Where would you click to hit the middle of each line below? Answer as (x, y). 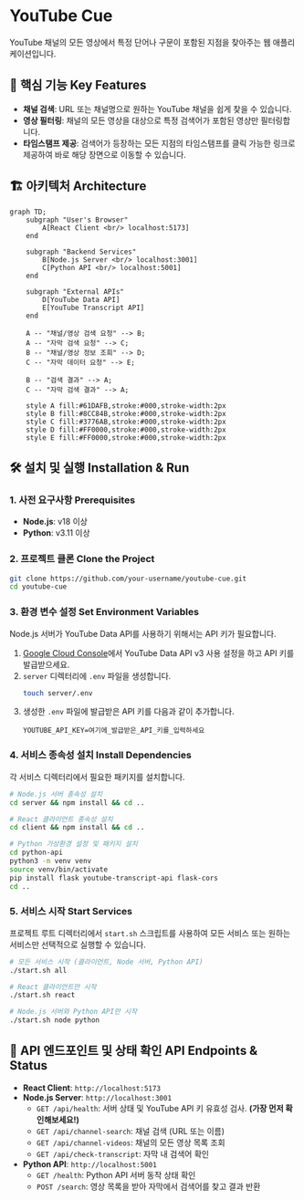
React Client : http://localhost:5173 (92, 1088)
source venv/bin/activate (58, 869)
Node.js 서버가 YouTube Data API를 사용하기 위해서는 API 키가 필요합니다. (143, 633)
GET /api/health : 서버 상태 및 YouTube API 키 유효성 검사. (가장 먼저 (160, 1108)
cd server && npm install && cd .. (77, 803)
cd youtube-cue (38, 587)
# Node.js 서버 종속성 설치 (56, 794)
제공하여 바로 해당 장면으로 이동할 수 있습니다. (105, 154)
